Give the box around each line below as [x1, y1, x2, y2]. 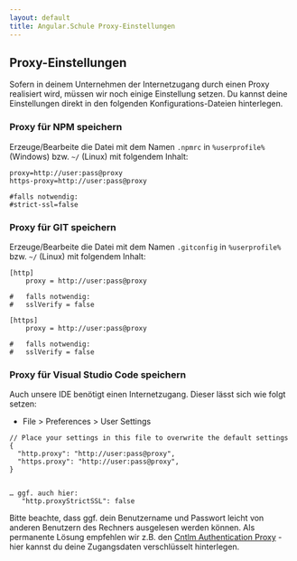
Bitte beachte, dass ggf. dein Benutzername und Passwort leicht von [9, 512, 265, 524]
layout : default [9, 13, 70, 23]
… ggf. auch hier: [9, 489, 79, 498]
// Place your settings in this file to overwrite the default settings [9, 434, 289, 443]
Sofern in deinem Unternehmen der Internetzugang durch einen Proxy [9, 79, 270, 90]
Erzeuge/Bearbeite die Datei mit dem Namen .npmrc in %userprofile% [9, 141, 265, 152]
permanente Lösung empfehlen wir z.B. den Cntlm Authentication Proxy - [9, 532, 283, 543]
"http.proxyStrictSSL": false [21, 497, 135, 506]
